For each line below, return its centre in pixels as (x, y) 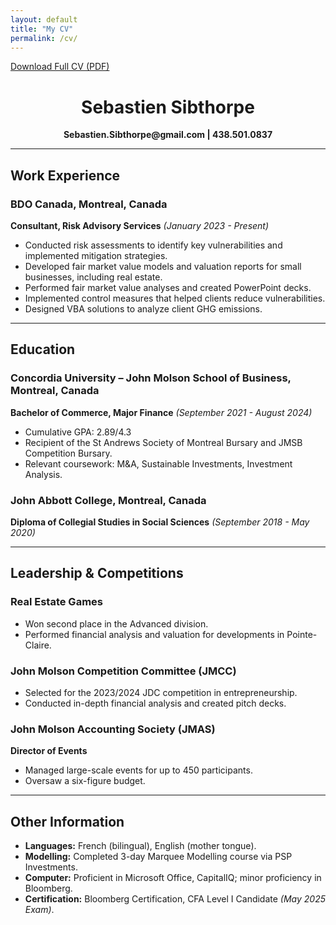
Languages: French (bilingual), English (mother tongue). (140, 846)
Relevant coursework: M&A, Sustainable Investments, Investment (158, 463)
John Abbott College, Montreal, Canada (108, 500)
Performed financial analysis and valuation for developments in (154, 634)
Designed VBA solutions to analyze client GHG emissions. (143, 309)
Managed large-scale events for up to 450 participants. (138, 770)
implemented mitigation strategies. (96, 255)
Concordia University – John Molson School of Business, (151, 378)
